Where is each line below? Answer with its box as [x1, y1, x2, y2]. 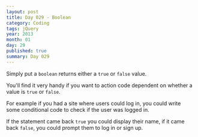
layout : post [6, 8, 39, 15]
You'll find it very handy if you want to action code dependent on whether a [6, 82, 193, 89]
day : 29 [6, 43, 26, 49]
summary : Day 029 [6, 53, 50, 59]
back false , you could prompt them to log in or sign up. [6, 124, 143, 131]
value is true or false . [6, 88, 61, 95]
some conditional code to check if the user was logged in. [6, 106, 149, 113]
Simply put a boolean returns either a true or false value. [6, 70, 147, 77]
